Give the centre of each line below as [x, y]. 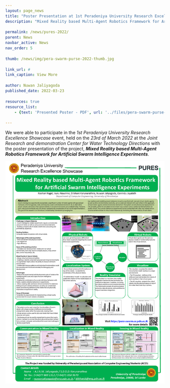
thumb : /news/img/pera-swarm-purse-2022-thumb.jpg [60, 59]
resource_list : [21, 107]
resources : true [22, 101]
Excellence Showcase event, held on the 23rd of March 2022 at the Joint [81, 138]
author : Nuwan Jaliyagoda [32, 86]
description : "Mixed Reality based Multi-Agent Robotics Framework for [82, 21]
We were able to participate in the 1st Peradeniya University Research [78, 133]
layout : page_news [25, 11]
